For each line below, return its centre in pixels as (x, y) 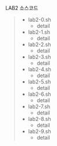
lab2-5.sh (39, 82)
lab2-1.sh (39, 32)
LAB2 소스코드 (22, 8)
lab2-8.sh (39, 119)
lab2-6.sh (39, 94)
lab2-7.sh (39, 107)
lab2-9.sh (39, 131)
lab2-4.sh (39, 69)
